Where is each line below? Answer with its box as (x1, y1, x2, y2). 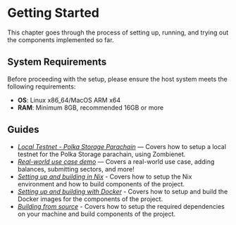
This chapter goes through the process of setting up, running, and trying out (7, 28, 229, 37)
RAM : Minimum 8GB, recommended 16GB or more (17, 103, 164, 112)
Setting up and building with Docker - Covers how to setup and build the (17, 187, 228, 195)
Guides (7, 124, 40, 136)
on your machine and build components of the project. (17, 210, 176, 218)
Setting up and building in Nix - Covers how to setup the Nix (17, 172, 192, 181)
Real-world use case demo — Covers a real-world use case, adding (17, 157, 215, 166)
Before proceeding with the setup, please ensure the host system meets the (7, 75, 228, 83)
